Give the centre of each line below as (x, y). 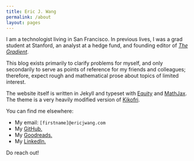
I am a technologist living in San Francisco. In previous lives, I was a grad (94, 40)
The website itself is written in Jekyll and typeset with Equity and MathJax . (96, 93)
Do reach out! (23, 153)
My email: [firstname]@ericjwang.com (60, 123)
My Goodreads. (34, 135)
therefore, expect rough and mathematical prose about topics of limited (93, 76)
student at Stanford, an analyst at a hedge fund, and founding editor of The (97, 45)
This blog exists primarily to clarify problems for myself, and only (85, 63)
